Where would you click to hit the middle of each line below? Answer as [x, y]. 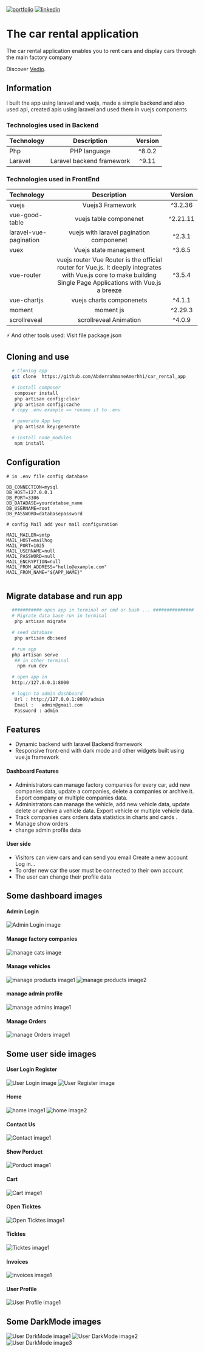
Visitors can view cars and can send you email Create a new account [101, 857]
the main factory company [39, 57]
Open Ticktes [24, 1207]
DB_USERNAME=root [28, 508]
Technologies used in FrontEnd [53, 179]
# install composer [36, 387]
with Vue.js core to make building [109, 275]
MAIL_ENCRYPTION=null [34, 562]
